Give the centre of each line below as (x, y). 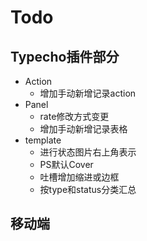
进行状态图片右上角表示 (88, 152)
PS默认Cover (66, 164)
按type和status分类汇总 (88, 189)
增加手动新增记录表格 (83, 129)
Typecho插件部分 (65, 56)
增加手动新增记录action (88, 93)
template (43, 140)
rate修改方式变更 (74, 116)
